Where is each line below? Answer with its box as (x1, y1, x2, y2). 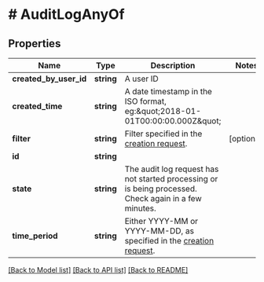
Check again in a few (124, 193, 202, 203)
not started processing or (124, 174, 218, 184)
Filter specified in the (124, 128, 203, 139)
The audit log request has (124, 163, 219, 174)
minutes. (124, 203, 157, 214)
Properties (8, 37, 61, 50)
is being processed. (124, 183, 198, 194)
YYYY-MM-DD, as (124, 225, 195, 236)
